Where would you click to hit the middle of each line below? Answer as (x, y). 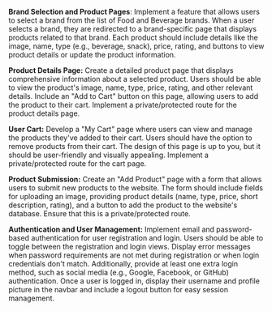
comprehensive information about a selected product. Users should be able (135, 79)
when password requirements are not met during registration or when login (134, 255)
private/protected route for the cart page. (78, 164)
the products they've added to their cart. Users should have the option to (130, 138)
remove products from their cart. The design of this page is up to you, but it (135, 146)
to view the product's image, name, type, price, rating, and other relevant (131, 87)
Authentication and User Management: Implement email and (112, 229)
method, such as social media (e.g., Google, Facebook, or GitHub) (119, 272)
